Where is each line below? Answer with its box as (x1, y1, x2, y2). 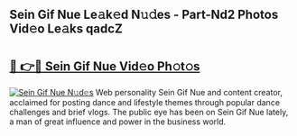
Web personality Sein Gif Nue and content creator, (95, 87, 283, 97)
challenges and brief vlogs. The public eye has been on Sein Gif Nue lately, (9, 107, 289, 117)
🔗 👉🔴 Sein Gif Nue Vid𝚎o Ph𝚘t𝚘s (9, 59, 200, 74)
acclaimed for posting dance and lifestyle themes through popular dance (9, 97, 281, 107)
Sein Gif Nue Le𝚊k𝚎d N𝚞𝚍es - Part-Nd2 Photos (9, 7, 279, 23)
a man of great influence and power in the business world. (9, 116, 227, 127)
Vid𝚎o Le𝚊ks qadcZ (9, 22, 124, 37)
